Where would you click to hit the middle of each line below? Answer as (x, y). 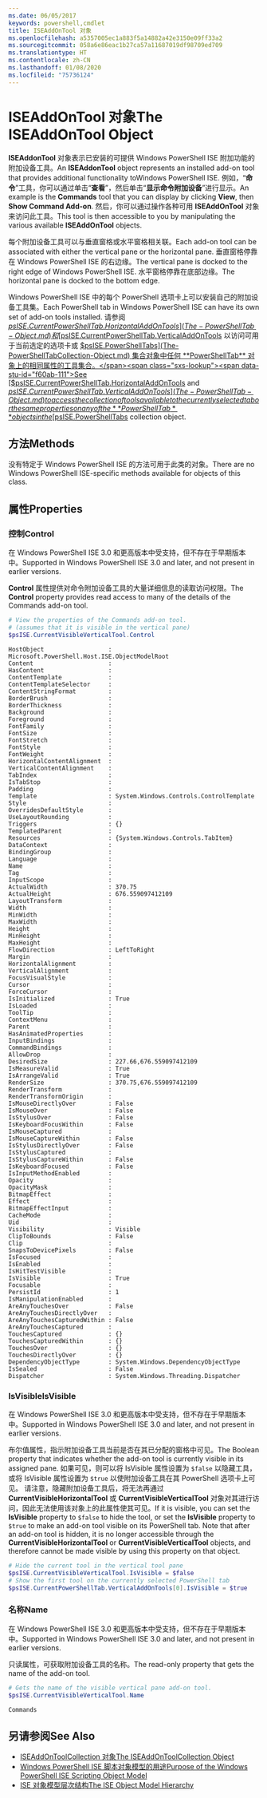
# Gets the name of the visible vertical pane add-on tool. (110, 1688)
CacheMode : (60, 1215)
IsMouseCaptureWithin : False (71, 1139)
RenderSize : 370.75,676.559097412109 (103, 1083)
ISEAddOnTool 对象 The (86, 117)
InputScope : (60, 880)
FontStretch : (60, 740)
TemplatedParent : (60, 831)
